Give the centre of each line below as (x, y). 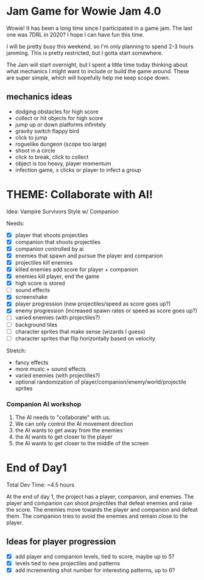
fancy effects (32, 362)
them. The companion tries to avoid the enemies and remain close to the (97, 516)
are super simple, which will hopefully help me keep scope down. (88, 77)
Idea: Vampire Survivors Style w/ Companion (62, 211)
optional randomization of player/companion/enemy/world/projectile (101, 382)
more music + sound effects (51, 369)
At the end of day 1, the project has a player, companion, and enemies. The (100, 496)
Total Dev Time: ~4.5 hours (40, 485)
